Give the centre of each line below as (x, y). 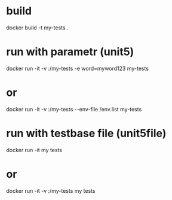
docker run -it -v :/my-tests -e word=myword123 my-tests (78, 68)
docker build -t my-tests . (37, 28)
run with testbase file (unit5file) (86, 134)
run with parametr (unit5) (70, 52)
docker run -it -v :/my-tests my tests (51, 190)
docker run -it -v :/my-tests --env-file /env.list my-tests (74, 109)
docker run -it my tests (34, 150)
